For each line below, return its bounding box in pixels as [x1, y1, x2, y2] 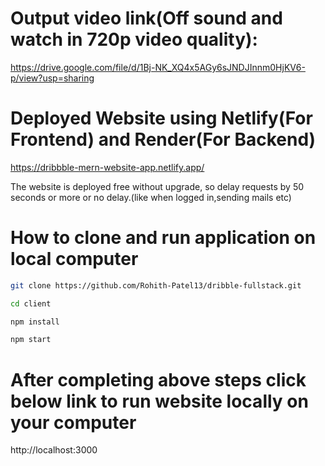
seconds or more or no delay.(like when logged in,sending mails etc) [10, 191, 292, 203]
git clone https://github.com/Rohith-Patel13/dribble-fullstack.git [10, 280, 302, 291]
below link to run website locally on [10, 390, 309, 412]
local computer [10, 248, 139, 271]
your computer [10, 411, 137, 434]
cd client [10, 298, 52, 309]
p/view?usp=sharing [10, 72, 95, 84]
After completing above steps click [10, 368, 307, 391]
